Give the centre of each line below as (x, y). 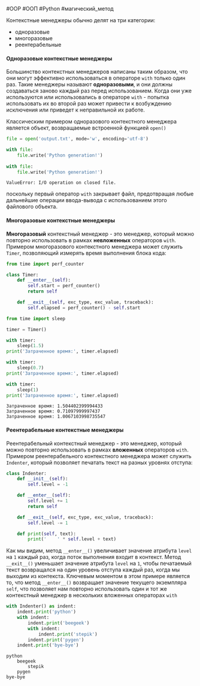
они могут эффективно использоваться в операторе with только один (96, 78)
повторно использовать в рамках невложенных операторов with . (91, 240)
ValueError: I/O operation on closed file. (61, 183)
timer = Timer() (26, 329)
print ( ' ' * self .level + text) (72, 539)
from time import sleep (36, 318)
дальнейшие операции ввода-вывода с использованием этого (87, 200)
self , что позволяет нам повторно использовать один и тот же (87, 589)
